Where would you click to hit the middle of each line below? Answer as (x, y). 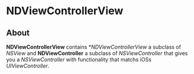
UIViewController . (28, 66)
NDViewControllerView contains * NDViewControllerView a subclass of (94, 47)
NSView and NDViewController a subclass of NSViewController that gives (97, 53)
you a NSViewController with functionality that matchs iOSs (79, 59)
